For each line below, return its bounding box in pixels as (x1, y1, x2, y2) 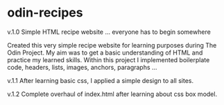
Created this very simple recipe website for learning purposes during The (7, 41, 217, 49)
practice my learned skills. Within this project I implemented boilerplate (7, 55, 210, 64)
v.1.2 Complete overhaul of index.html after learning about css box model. (7, 90, 217, 98)
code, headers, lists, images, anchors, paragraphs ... (7, 63, 157, 71)
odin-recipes (7, 5, 83, 21)
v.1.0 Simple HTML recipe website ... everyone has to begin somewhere (7, 28, 212, 36)
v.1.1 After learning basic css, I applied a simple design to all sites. (7, 76, 194, 84)
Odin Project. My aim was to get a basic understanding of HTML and (7, 48, 203, 57)
